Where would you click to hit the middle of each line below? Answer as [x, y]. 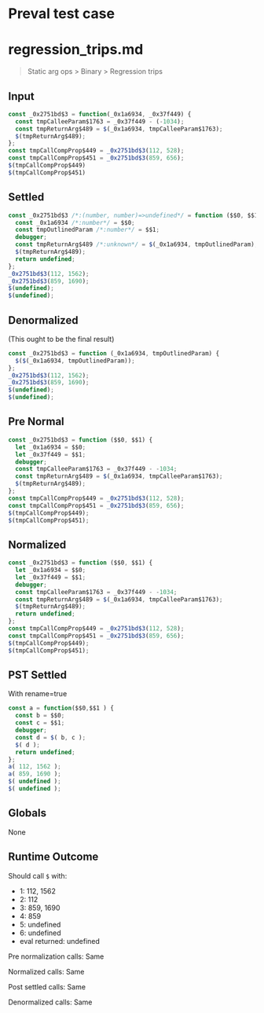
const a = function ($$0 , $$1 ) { [61, 708]
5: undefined [40, 924]
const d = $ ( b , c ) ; [51, 737]
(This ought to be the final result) [61, 339]
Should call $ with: [38, 875]
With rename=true [38, 694]
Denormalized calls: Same [50, 1002]
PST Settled [38, 675]
